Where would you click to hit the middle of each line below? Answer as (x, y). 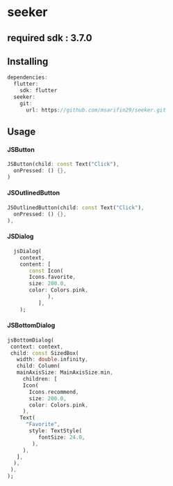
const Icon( (46, 271)
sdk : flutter (39, 91)
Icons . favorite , (52, 277)
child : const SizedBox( (44, 353)
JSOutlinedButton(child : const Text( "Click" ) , (76, 208)
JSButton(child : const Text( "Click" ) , (63, 165)
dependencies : (28, 77)
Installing (28, 61)
